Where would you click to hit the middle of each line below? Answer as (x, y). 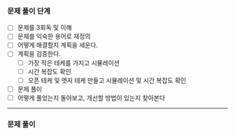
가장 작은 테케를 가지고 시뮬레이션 (74, 63)
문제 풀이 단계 (29, 10)
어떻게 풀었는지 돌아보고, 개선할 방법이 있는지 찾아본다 (91, 98)
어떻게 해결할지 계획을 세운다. (58, 45)
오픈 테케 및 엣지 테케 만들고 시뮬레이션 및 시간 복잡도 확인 (107, 80)
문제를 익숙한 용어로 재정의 (54, 36)
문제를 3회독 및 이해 (44, 28)
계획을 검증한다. (39, 54)
